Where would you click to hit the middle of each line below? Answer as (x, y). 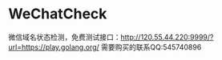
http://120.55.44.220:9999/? (167, 37)
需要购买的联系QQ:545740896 (151, 47)
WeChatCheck (58, 14)
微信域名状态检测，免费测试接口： (65, 37)
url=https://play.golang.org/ (54, 47)
